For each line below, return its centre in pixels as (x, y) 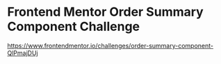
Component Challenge (74, 26)
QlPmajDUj (23, 53)
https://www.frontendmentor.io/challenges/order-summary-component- (110, 45)
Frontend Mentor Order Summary (105, 12)
